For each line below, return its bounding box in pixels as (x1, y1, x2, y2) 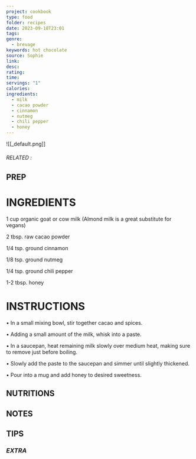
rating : (6, 69, 25, 75)
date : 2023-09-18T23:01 (6, 25, 65, 31)
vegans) (6, 222, 26, 229)
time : (6, 75, 19, 80)
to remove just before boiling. (6, 348, 78, 355)
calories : (6, 86, 31, 92)
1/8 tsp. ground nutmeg (6, 256, 63, 263)
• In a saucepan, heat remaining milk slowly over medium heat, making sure (6, 342, 191, 350)
